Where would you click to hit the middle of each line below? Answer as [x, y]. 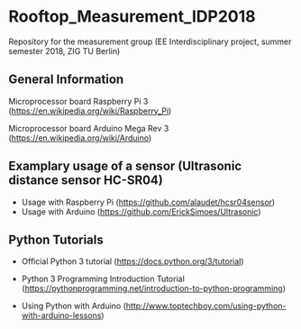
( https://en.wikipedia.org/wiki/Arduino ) [80, 138]
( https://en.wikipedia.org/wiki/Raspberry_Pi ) [90, 111]
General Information [66, 80]
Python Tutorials [56, 239]
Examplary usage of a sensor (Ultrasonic [125, 166]
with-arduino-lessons [61, 315]
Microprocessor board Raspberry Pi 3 [78, 101]
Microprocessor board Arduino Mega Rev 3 [89, 128]
